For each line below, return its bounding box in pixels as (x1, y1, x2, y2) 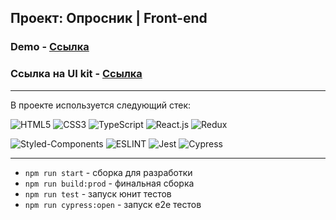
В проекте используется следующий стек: (10, 99, 192, 111)
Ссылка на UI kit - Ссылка (10, 67, 143, 81)
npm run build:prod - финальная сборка (24, 177, 195, 189)
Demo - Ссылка (10, 40, 90, 54)
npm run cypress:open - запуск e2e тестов (24, 198, 202, 210)
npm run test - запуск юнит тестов (24, 187, 172, 200)
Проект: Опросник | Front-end (10, 10, 208, 27)
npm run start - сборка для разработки (24, 166, 193, 178)
